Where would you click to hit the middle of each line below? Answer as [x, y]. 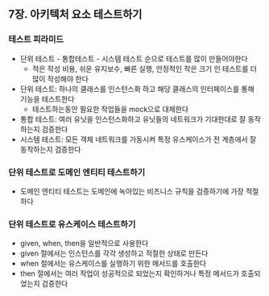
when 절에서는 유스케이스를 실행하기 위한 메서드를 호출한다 [113, 264]
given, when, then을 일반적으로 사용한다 [84, 244]
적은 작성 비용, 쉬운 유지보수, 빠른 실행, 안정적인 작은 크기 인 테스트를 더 [145, 69]
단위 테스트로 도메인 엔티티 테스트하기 [77, 172]
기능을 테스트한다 [47, 98]
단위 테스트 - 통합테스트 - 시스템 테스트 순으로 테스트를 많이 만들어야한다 [134, 58]
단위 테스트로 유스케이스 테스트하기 [72, 224]
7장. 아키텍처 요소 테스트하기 [75, 15]
